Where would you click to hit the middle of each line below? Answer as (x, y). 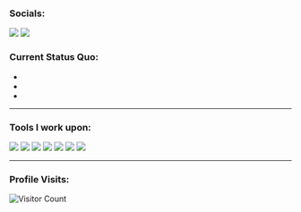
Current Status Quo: (54, 57)
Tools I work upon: (50, 127)
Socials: (27, 13)
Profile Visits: (39, 179)
